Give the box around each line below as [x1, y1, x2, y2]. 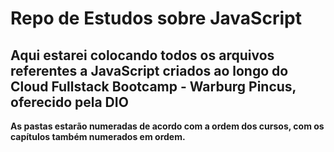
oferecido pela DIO [10, 93, 129, 111]
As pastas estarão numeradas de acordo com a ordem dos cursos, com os [10, 120, 325, 132]
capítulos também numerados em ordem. [10, 131, 186, 142]
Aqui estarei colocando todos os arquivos [10, 47, 275, 64]
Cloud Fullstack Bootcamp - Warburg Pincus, [10, 78, 297, 95]
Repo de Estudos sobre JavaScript [10, 7, 302, 30]
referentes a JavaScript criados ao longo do [10, 62, 289, 79]
